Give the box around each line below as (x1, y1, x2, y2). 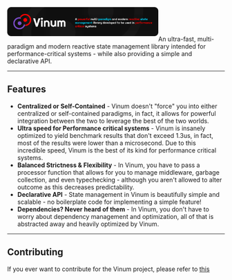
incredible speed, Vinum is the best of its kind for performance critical (17, 146, 217, 155)
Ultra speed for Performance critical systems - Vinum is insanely (17, 124, 206, 132)
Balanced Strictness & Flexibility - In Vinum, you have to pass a (17, 161, 200, 169)
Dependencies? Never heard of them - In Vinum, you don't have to (17, 204, 209, 213)
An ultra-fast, (158, 35, 196, 43)
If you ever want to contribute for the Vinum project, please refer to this (7, 265, 210, 273)
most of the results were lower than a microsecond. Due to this (17, 139, 197, 147)
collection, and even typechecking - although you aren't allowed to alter (17, 175, 222, 184)
